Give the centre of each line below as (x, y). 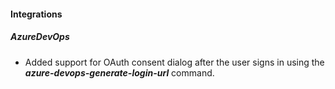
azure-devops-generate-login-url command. (119, 72)
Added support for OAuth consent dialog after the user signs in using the (174, 62)
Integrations (36, 14)
